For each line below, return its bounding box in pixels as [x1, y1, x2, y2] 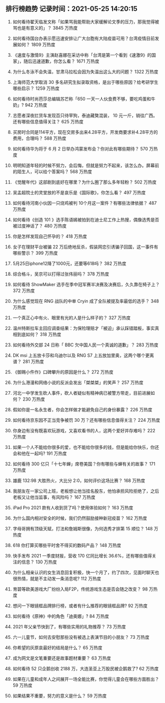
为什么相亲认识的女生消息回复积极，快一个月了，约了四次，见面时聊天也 [12, 569, 159, 575]
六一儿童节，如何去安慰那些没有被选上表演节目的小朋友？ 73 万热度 [12, 634, 150, 640]
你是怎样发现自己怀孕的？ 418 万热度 [12, 233, 87, 239]
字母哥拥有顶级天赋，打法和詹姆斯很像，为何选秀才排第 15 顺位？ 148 [12, 525, 153, 531]
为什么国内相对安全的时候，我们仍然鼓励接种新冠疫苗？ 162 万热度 [12, 515, 147, 521]
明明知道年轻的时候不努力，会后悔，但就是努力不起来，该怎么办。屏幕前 [12, 162, 159, 168]
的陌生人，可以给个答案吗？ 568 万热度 [12, 168, 92, 174]
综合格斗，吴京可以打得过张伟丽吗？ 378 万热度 [12, 271, 110, 277]
